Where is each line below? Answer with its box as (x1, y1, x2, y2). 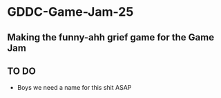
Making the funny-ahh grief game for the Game (7, 32, 215, 43)
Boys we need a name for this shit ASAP (17, 84, 132, 92)
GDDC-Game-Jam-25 (7, 4, 134, 20)
